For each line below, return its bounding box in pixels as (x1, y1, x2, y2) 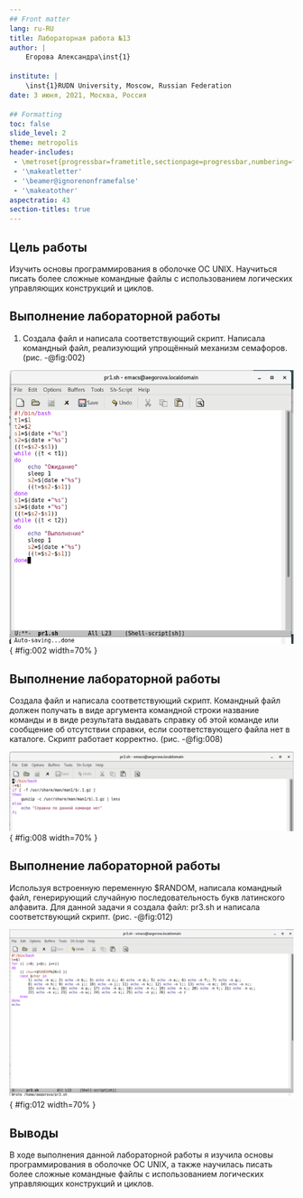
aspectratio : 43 (9, 195, 70, 205)
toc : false (9, 119, 50, 128)
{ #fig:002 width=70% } (9, 645, 98, 656)
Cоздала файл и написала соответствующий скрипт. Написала (22, 332, 266, 343)
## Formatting (9, 109, 63, 119)
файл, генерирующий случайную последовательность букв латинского (9, 892, 286, 903)
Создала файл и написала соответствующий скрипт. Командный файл (9, 695, 281, 706)
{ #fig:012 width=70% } (9, 1100, 96, 1110)
